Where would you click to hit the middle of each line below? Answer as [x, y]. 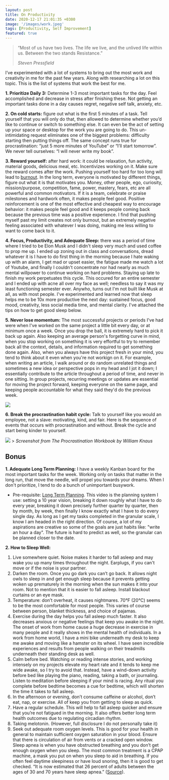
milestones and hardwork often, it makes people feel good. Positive [75, 198]
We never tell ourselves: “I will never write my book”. [60, 151]
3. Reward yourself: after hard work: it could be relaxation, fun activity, [79, 161]
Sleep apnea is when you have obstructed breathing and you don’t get [86, 745]
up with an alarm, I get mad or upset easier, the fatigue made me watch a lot [84, 262]
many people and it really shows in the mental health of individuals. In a [87, 632]
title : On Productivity [30, 15]
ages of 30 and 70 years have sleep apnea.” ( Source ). [69, 772]
